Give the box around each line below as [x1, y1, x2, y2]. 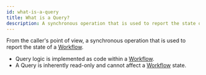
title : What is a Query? [6, 15, 70, 21]
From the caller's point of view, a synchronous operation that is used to [6, 37, 186, 45]
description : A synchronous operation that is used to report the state [6, 20, 196, 26]
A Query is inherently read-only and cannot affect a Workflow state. [15, 62, 187, 69]
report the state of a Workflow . [6, 43, 84, 51]
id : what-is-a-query [6, 9, 59, 15]
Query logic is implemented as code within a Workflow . [15, 55, 154, 63]
